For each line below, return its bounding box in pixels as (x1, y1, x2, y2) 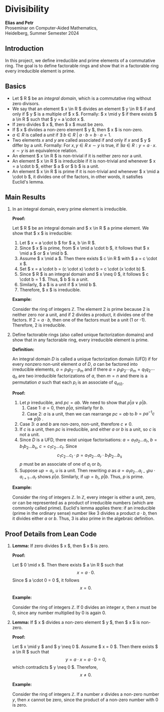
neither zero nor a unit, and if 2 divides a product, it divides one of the (12, 312, 153, 318)
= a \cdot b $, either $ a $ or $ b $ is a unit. (12, 163, 99, 169)
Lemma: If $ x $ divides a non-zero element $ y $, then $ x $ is (12, 620, 141, 625)
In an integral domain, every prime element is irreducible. (12, 206, 127, 212)
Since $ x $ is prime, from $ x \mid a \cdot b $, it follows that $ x (19, 245, 150, 251)
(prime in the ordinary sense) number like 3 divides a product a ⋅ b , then (12, 510, 158, 516)
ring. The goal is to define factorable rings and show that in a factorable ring (5, 62, 159, 68)
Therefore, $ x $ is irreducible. (19, 287, 81, 293)
